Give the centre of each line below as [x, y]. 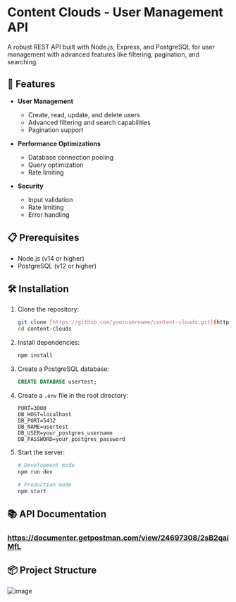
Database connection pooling [71, 157]
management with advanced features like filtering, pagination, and [103, 54]
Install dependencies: [49, 343]
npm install [35, 355]
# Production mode [44, 485]
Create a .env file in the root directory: [73, 395]
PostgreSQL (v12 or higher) [57, 266]
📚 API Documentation [57, 514]
